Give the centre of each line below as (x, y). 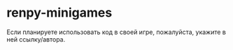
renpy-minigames (59, 13)
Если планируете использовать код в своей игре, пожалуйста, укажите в (116, 32)
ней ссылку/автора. (36, 39)
